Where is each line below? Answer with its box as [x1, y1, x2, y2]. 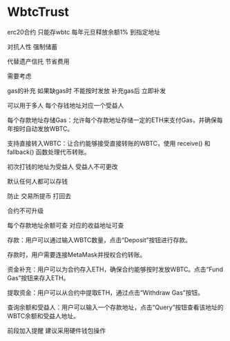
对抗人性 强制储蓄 [7, 42, 57, 50]
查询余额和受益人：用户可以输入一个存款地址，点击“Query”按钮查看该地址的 [7, 303, 224, 311]
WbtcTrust [7, 4, 69, 20]
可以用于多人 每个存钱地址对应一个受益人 [7, 101, 124, 109]
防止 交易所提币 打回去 [7, 191, 71, 200]
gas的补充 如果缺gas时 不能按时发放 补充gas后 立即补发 [7, 86, 166, 95]
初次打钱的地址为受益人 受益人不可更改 [7, 162, 118, 170]
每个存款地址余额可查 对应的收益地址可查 [7, 221, 124, 229]
